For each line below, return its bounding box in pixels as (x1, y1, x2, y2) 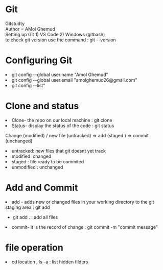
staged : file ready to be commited (12, 158, 84, 164)
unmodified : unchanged (12, 164, 63, 170)
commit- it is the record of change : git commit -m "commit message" (12, 224, 158, 230)
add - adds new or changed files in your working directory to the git (12, 199, 154, 205)
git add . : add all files (12, 214, 58, 220)
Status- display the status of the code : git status (12, 122, 114, 129)
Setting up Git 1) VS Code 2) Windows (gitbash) (5, 31, 105, 37)
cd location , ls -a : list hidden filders (12, 259, 88, 265)
